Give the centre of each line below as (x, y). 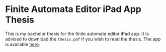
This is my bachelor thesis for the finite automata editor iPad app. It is (77, 33)
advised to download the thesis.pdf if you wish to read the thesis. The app (83, 39)
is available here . (23, 44)
